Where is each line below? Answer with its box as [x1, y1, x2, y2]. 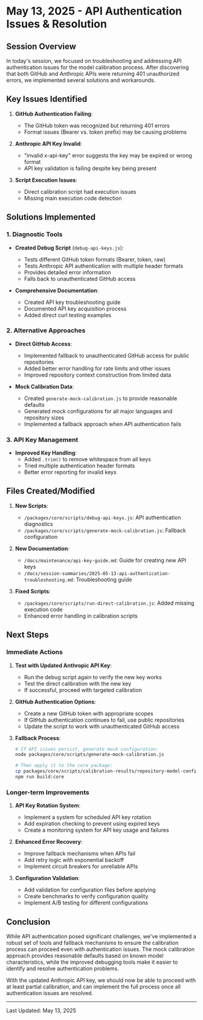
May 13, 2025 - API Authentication [6, 4, 182, 18]
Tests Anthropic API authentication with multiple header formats [24, 262, 184, 269]
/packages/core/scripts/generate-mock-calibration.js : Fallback [24, 527, 186, 534]
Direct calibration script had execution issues [24, 188, 137, 195]
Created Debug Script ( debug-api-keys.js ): [14, 244, 124, 251]
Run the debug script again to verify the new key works [24, 673, 162, 680]
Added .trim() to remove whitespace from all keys [24, 456, 151, 463]
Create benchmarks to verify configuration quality [24, 893, 149, 900]
